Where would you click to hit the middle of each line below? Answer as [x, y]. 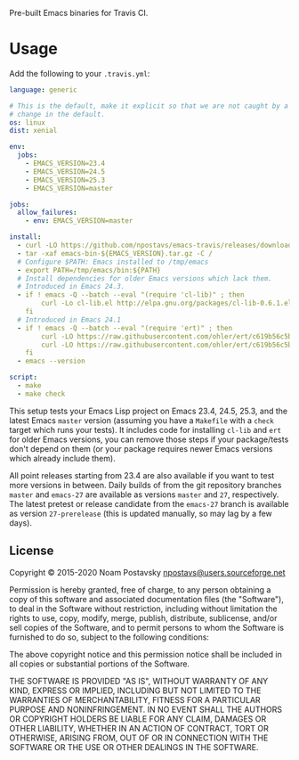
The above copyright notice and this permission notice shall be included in [145, 654]
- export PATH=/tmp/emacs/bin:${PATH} [89, 270]
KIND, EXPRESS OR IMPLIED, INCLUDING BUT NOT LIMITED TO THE [135, 691]
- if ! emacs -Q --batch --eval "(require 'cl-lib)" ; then [131, 295]
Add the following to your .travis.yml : [80, 73]
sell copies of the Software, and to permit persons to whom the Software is [147, 627]
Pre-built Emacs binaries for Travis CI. [79, 13]
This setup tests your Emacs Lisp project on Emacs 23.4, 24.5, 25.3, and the [148, 411]
